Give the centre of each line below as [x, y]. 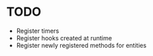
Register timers [38, 31]
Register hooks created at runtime [64, 38]
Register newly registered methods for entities [81, 45]
